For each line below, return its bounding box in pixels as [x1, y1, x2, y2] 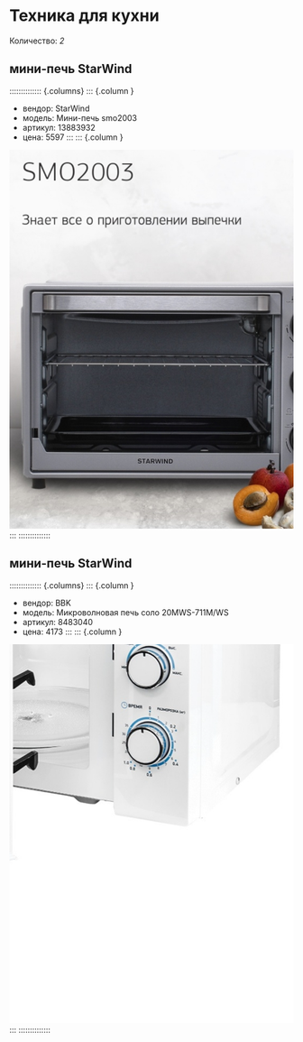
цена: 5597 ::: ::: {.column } [22, 132, 124, 143]
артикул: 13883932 [22, 122, 96, 133]
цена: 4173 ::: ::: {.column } [22, 626, 123, 637]
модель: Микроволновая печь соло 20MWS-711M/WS [22, 606, 229, 618]
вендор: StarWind [22, 103, 90, 114]
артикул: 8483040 [22, 616, 93, 627]
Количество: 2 [9, 35, 65, 46]
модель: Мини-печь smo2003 [22, 112, 138, 123]
